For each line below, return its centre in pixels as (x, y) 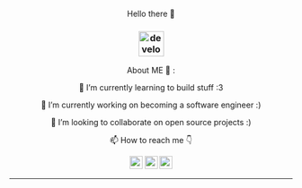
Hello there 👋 (151, 13)
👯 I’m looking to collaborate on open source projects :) (151, 123)
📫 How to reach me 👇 (151, 141)
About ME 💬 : (151, 71)
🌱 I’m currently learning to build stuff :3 (151, 88)
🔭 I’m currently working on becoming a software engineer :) (151, 105)
